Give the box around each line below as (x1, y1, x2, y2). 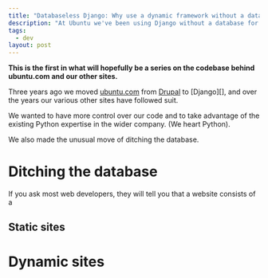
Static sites (8, 221, 65, 234)
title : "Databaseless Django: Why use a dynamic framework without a (8, 11, 245, 20)
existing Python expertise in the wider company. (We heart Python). (8, 119, 231, 129)
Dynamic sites (8, 253, 105, 271)
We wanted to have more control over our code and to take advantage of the (8, 111, 260, 120)
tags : (8, 26, 26, 34)
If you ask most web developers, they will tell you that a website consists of (8, 189, 256, 199)
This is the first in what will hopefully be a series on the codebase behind (8, 63, 255, 72)
